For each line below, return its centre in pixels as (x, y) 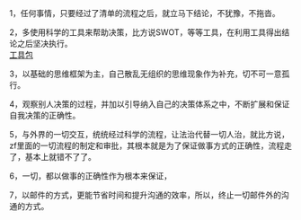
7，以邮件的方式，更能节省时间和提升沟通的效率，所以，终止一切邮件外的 (145, 195)
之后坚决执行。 (44, 44)
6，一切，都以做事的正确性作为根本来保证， (91, 176)
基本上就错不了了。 (60, 157)
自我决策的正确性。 (45, 115)
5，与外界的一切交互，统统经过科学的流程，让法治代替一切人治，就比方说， (150, 134)
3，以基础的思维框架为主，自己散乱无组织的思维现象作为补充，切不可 (138, 74)
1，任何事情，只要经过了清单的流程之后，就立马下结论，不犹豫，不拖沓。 (145, 13)
